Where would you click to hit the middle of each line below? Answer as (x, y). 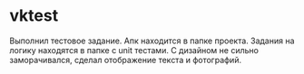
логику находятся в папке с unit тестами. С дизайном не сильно (134, 50)
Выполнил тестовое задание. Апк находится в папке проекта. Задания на (152, 41)
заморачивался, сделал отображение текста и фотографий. (126, 60)
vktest (34, 16)
